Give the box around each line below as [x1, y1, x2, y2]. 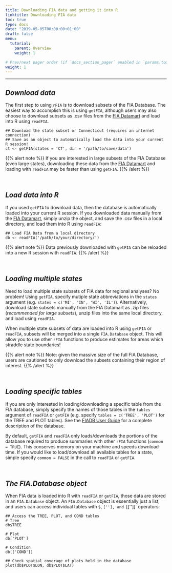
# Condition [5, 545, 31, 550]
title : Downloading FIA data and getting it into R [5, 7, 118, 13]
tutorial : [10, 41, 31, 46]
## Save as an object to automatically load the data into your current [5, 137, 164, 143]
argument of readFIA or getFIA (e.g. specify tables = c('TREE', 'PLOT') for [5, 411, 165, 418]
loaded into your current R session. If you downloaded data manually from [5, 210, 162, 216]
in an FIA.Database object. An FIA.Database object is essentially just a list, [5, 498, 160, 504]
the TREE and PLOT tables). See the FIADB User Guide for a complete [5, 417, 152, 423]
